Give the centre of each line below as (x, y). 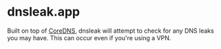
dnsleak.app (44, 12)
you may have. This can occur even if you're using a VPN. (89, 37)
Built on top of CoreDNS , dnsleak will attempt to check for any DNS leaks (111, 31)
